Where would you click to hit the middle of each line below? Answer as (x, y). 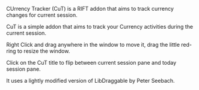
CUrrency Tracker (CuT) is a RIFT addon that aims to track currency (90, 9)
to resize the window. (44, 51)
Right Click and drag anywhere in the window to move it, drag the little (93, 45)
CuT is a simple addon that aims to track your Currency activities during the (100, 27)
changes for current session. (42, 15)
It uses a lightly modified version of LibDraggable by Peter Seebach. (91, 81)
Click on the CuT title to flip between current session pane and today (91, 63)
